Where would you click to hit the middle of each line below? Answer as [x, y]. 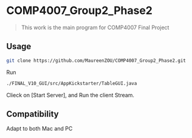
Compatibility [33, 114]
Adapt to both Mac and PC [39, 129]
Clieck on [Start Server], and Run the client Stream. [70, 95]
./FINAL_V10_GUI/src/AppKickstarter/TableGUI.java [72, 83]
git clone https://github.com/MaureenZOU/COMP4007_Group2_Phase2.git [96, 60]
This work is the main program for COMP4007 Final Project [95, 27]
